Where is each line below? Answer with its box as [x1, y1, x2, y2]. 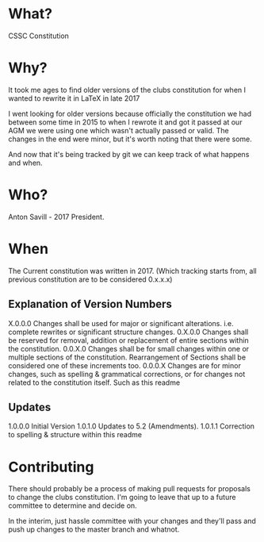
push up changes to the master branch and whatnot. [8, 525, 180, 534]
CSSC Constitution [8, 31, 70, 40]
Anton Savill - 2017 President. [8, 212, 105, 221]
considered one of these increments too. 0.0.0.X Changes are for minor [8, 360, 242, 370]
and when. [8, 158, 43, 167]
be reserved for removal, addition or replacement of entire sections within [8, 335, 250, 345]
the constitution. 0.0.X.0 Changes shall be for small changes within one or [8, 344, 250, 353]
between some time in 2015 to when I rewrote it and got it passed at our [8, 117, 243, 127]
